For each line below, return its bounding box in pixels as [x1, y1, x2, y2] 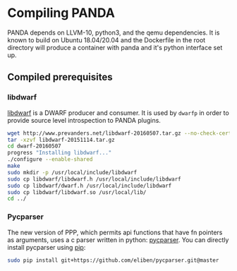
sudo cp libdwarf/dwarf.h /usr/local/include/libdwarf [7, 182, 172, 189]
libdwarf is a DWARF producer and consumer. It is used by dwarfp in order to [7, 108, 229, 117]
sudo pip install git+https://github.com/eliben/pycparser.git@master [7, 256, 219, 264]
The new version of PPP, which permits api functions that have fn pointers [7, 228, 223, 236]
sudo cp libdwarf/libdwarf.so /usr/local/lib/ [7, 188, 147, 195]
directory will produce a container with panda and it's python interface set [7, 43, 223, 52]
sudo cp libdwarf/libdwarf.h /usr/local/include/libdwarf [7, 175, 181, 183]
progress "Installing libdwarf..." [7, 150, 112, 157]
